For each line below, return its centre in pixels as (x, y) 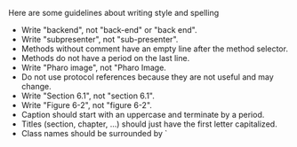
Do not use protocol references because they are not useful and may (148, 77)
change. (36, 86)
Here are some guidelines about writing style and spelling (114, 13)
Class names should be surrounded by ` (94, 133)
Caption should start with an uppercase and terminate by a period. (143, 115)
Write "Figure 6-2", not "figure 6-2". (87, 105)
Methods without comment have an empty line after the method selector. (154, 49)
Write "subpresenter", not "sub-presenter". (100, 39)
